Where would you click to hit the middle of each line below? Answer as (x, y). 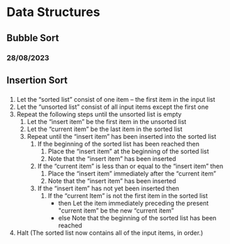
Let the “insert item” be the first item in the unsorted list (107, 121)
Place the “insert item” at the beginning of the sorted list (129, 151)
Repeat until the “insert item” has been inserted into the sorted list (122, 136)
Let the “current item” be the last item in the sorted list (105, 129)
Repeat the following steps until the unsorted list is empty (99, 114)
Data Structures (53, 12)
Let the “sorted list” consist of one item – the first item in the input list (116, 99)
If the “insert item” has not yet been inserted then (108, 188)
